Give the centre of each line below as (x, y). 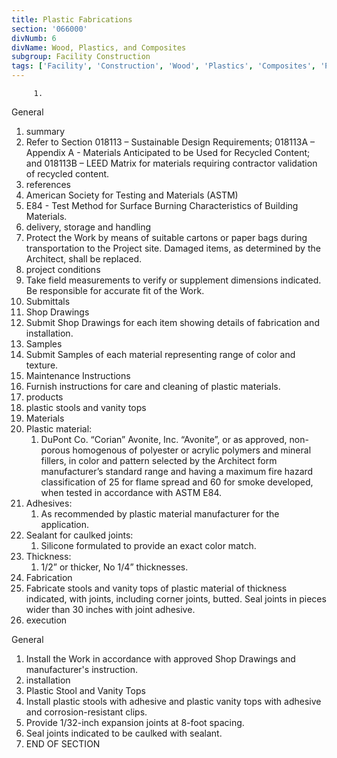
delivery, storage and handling (88, 227)
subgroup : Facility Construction (81, 57)
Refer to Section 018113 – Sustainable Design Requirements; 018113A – (170, 142)
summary (45, 131)
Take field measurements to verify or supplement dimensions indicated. (173, 280)
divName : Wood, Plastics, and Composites (99, 47)
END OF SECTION (63, 744)
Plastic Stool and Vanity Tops (85, 690)
